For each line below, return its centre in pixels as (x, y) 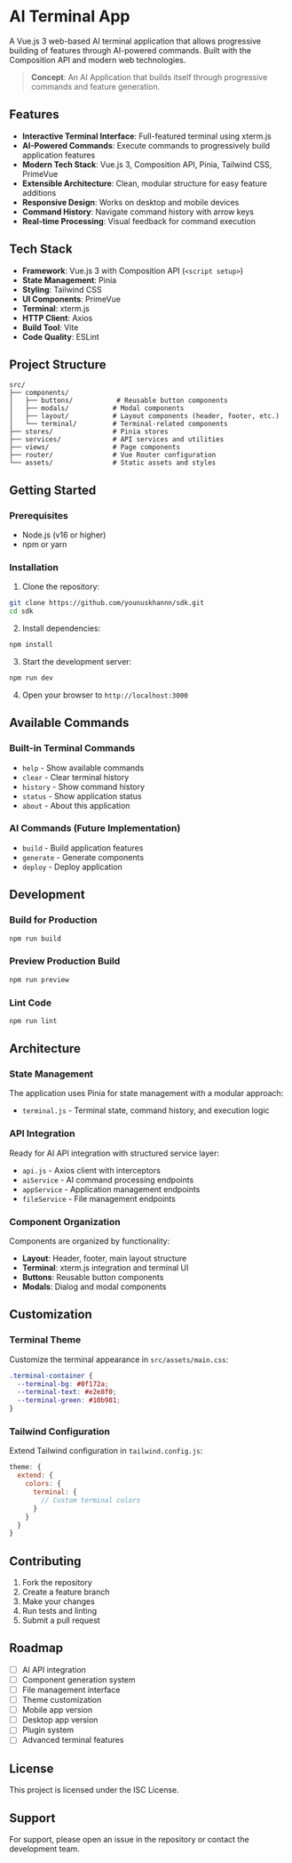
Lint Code (30, 1003)
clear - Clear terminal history (75, 777)
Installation (34, 567)
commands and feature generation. (95, 86)
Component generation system (79, 1680)
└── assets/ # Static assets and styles (113, 463)
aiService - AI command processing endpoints (108, 1180)
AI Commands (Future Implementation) (95, 828)
